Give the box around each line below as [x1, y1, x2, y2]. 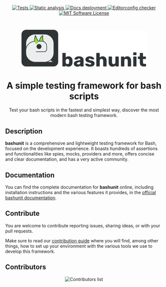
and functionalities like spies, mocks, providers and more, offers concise [5, 151, 154, 157]
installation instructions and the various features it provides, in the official [5, 189, 156, 195]
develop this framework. [5, 248, 55, 254]
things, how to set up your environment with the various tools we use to [5, 243, 152, 249]
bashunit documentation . [5, 195, 56, 201]
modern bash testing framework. [50, 112, 118, 118]
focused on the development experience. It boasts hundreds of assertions [5, 146, 158, 152]
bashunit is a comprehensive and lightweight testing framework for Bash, [5, 140, 157, 147]
